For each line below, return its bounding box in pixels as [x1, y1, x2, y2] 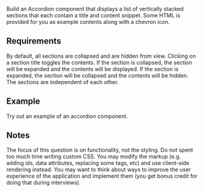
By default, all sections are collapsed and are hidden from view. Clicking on [6, 52, 196, 60]
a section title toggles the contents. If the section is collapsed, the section [6, 58, 192, 66]
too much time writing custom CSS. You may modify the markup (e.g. [6, 153, 181, 160]
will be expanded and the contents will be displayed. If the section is [6, 65, 179, 72]
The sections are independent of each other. [6, 78, 119, 85]
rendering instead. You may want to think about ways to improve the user [6, 166, 191, 174]
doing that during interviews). [6, 179, 81, 186]
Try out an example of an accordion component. [6, 112, 128, 120]
